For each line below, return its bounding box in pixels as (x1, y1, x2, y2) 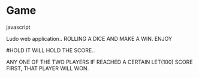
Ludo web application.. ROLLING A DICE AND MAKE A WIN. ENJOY (6, 35, 173, 42)
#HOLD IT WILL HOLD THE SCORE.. (6, 46, 95, 54)
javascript (6, 23, 31, 31)
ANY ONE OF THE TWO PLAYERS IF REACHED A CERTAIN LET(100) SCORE (6, 58, 193, 65)
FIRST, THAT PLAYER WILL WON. (6, 64, 89, 72)
